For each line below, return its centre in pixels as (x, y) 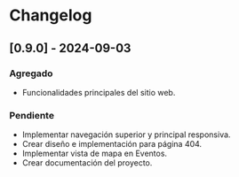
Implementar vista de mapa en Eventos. (94, 154)
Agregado (31, 73)
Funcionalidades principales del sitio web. (99, 92)
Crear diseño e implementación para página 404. (112, 144)
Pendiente (32, 115)
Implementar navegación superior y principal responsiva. (126, 135)
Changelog (51, 15)
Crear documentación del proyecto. (87, 163)
